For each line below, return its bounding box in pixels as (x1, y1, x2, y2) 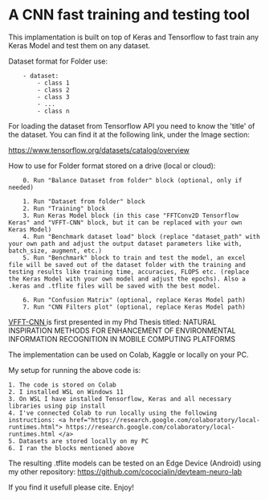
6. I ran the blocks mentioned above (8, 444, 135, 452)
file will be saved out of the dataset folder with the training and (8, 260, 247, 268)
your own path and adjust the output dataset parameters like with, (8, 240, 243, 248)
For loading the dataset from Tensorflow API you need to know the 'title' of (8, 121, 255, 130)
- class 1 (37, 79, 70, 87)
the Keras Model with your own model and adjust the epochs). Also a (8, 275, 247, 283)
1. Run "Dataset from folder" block (22, 197, 146, 206)
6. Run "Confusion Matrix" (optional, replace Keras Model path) (22, 296, 247, 304)
